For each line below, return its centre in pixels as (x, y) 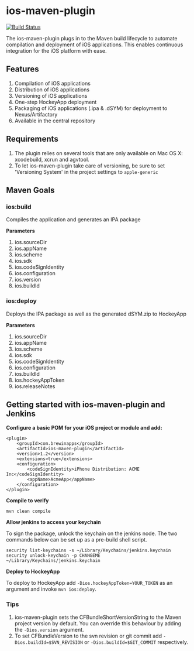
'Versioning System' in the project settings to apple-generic (86, 172)
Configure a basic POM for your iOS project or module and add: (84, 428)
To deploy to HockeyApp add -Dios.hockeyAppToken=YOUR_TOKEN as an (89, 583)
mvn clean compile (28, 511)
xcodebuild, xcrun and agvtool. (52, 159)
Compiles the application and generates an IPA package (74, 220)
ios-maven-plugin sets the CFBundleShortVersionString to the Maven (98, 617)
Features (22, 69)
